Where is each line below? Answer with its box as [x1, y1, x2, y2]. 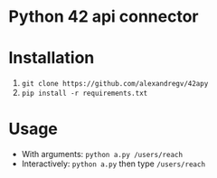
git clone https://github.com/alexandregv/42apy [21, 80, 209, 89]
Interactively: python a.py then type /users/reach [21, 158, 205, 169]
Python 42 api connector [8, 6, 200, 27]
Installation [8, 48, 95, 69]
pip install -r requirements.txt [21, 89, 148, 98]
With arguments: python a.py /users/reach [21, 149, 183, 160]
